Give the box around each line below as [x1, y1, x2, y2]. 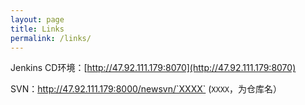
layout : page [10, 14, 65, 25]
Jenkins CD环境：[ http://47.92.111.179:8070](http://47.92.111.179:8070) [10, 62, 297, 74]
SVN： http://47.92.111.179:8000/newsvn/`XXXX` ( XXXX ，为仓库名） [10, 83, 282, 95]
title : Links [10, 24, 65, 34]
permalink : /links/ [10, 33, 92, 43]
